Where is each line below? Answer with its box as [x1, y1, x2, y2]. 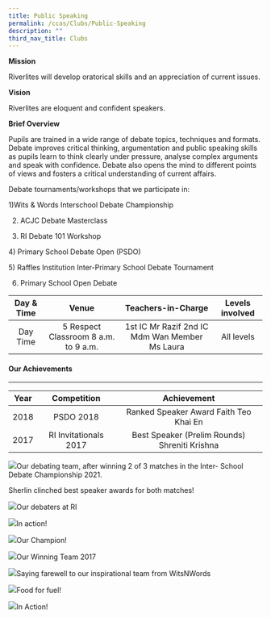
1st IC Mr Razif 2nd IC [124, 321, 209, 332]
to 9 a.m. [65, 341, 98, 353]
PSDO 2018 [53, 411, 99, 423]
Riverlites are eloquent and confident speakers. [8, 103, 165, 113]
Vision [8, 88, 31, 98]
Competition [52, 393, 101, 404]
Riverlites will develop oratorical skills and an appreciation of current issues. [8, 72, 261, 81]
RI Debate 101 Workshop [19, 232, 102, 241]
